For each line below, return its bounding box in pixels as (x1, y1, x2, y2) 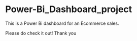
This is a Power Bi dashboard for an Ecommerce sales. (5, 20, 119, 26)
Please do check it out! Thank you (5, 30, 77, 36)
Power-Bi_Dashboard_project (5, 4, 132, 15)
